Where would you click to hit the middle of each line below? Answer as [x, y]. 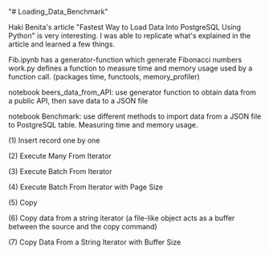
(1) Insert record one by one [54, 140]
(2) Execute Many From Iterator [60, 156]
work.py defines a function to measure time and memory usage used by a [130, 68]
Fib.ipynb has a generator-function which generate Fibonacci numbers [125, 60]
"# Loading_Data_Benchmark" [58, 12]
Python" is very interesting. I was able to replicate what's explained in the [130, 36]
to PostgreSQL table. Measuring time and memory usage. [103, 125]
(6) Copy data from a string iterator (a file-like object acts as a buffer [122, 218]
